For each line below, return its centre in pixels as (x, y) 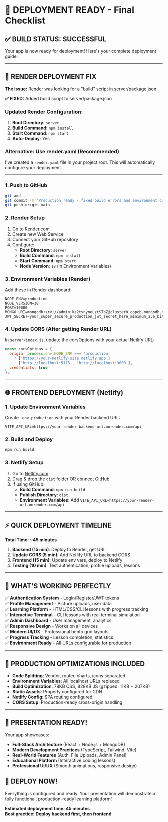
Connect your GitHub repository (45, 239)
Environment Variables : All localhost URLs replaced (66, 681)
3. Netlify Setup (24, 463)
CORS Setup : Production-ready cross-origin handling (67, 702)
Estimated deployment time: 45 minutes (48, 808)
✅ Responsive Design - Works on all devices (52, 626)
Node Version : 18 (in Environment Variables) (65, 266)
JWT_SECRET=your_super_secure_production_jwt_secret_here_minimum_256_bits (86, 316)
